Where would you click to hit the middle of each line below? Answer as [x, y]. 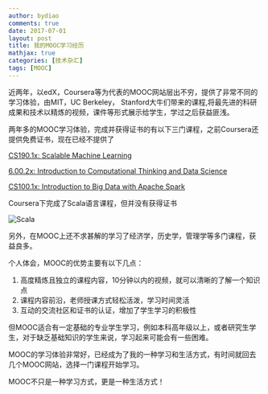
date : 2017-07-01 [37, 31]
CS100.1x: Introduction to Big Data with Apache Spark [97, 187]
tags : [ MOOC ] [30, 68]
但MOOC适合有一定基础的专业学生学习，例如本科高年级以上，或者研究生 [129, 327]
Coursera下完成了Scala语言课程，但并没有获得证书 [93, 203]
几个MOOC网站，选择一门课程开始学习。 [76, 364]
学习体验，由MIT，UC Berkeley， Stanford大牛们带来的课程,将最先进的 [126, 102]
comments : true [34, 23]
